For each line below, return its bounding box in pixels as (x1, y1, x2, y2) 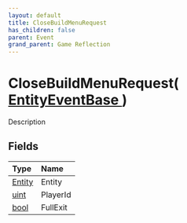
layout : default (8, 11, 61, 20)
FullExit (40, 202, 68, 213)
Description (8, 117, 46, 126)
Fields (8, 140, 39, 153)
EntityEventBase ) (8, 91, 128, 109)
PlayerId (40, 189, 71, 200)
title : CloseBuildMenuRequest (8, 19, 108, 27)
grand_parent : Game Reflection (8, 41, 111, 49)
